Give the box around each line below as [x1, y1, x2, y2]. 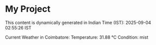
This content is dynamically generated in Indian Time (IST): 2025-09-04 [5, 20, 152, 25]
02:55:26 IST [5, 24, 31, 30]
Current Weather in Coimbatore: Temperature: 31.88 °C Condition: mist [5, 34, 149, 40]
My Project [5, 3, 51, 15]
